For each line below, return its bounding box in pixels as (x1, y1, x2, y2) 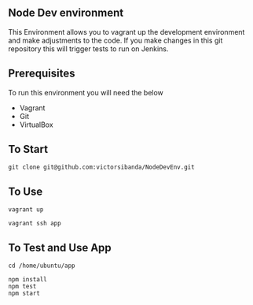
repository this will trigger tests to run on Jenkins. (8, 43, 169, 54)
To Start (8, 143, 49, 156)
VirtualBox (19, 120, 53, 129)
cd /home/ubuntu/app (8, 262, 76, 270)
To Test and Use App (8, 240, 112, 255)
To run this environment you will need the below (8, 87, 163, 97)
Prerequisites (8, 67, 75, 80)
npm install (8, 276, 47, 284)
